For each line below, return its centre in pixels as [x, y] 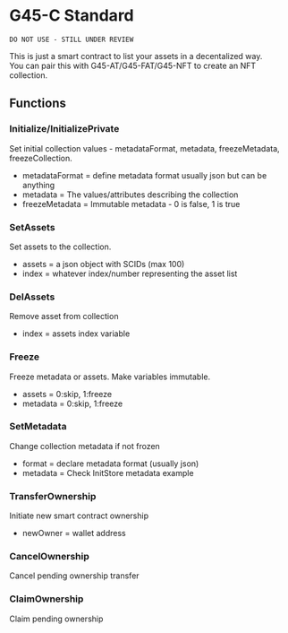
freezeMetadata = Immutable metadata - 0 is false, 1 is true [131, 204]
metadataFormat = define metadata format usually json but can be [144, 175]
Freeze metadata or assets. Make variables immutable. [110, 377]
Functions [38, 104]
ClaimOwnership [47, 599]
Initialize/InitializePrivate [64, 129]
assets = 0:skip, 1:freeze [67, 394]
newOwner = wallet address [74, 533]
